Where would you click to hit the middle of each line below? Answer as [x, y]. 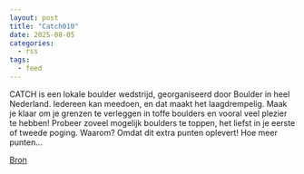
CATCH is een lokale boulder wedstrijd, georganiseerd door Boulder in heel [150, 94]
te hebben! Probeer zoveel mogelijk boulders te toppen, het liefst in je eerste [152, 122]
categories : [32, 43]
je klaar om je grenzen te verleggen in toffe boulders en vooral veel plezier [148, 113]
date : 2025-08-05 [42, 34]
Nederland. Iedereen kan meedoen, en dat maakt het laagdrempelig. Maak [148, 103]
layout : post [34, 18]
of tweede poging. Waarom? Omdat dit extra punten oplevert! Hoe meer [144, 132]
